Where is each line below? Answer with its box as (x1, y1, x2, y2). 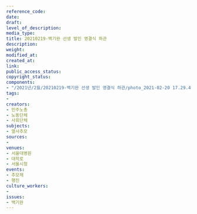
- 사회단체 (6, 118, 28, 124)
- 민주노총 (6, 107, 28, 113)
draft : (6, 19, 22, 25)
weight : (6, 47, 25, 53)
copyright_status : (6, 74, 51, 80)
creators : (6, 101, 30, 107)
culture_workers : (6, 183, 49, 189)
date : (6, 14, 19, 20)
